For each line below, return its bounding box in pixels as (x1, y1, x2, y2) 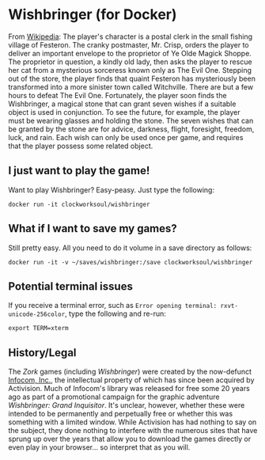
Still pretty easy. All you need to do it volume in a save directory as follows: (8, 243, 252, 253)
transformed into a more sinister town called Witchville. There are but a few (8, 82, 254, 92)
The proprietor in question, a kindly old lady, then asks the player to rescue (8, 57, 252, 67)
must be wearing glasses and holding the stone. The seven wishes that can (8, 116, 254, 125)
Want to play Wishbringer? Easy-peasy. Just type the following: (8, 184, 215, 195)
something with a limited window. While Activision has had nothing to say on (8, 417, 257, 427)
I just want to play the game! (8, 164, 150, 177)
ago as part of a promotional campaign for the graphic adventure (8, 392, 220, 401)
